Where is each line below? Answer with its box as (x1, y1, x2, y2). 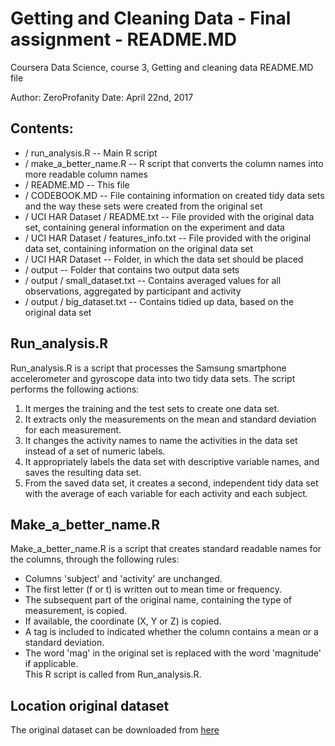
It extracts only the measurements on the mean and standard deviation (24, 413, 317, 425)
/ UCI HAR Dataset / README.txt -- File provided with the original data (24, 210, 315, 222)
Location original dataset (10, 697, 170, 714)
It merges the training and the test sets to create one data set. (24, 402, 280, 414)
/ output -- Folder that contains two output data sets (24, 263, 240, 276)
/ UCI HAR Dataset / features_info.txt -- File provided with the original (24, 232, 312, 244)
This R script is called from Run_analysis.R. (24, 668, 202, 681)
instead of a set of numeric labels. (24, 445, 166, 457)
